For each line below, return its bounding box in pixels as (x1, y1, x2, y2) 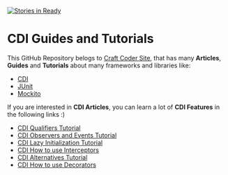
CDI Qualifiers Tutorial (17, 124, 81, 132)
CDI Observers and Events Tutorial (17, 131, 117, 139)
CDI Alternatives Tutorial (17, 153, 88, 161)
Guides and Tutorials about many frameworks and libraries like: (7, 61, 191, 69)
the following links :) (7, 110, 65, 118)
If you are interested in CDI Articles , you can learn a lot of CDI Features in (7, 103, 220, 111)
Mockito (17, 89, 41, 97)
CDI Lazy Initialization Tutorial (17, 138, 103, 147)
